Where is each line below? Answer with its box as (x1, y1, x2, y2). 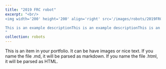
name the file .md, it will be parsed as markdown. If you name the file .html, (5, 53, 158, 59)
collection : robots (5, 34, 45, 39)
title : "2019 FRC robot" (5, 7, 56, 12)
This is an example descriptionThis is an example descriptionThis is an (5, 25, 161, 30)
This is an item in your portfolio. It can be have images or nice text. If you (5, 48, 153, 54)
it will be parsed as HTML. (5, 59, 58, 64)
